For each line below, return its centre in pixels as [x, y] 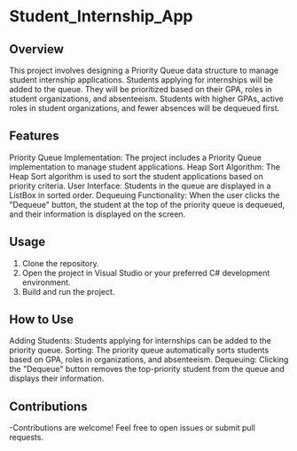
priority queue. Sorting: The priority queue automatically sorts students [139, 350]
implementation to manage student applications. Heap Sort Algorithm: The [145, 167]
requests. [27, 438]
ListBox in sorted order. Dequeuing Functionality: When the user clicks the [145, 195]
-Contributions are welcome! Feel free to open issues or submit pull [132, 428]
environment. [46, 282]
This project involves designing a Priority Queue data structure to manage [144, 70]
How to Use [42, 320]
